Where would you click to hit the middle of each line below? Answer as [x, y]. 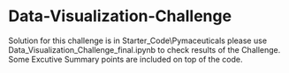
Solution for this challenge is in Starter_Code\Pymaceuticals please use [137, 40]
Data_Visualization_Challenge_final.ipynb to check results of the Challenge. [144, 49]
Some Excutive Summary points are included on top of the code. [125, 59]
